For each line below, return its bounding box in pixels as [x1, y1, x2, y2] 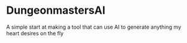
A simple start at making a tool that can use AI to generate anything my [6, 23, 182, 30]
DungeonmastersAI [6, 4, 106, 17]
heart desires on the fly [6, 29, 64, 36]
